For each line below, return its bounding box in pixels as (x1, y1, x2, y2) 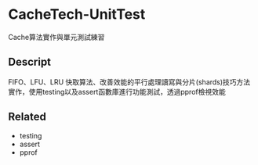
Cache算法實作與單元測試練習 (8, 32, 105, 41)
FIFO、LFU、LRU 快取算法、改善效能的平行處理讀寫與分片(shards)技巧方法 (8, 77, 251, 87)
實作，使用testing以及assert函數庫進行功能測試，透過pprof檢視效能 (8, 87, 226, 96)
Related (8, 110, 47, 124)
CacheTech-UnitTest (8, 5, 146, 23)
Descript (8, 56, 52, 69)
